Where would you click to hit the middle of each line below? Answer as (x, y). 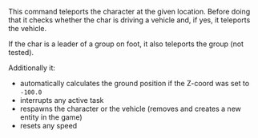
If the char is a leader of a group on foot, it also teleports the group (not (126, 44)
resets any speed (48, 126)
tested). (21, 52)
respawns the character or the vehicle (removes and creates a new (131, 108)
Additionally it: (32, 68)
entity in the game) (51, 117)
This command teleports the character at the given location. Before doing (129, 12)
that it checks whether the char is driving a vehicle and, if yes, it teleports (129, 20)
